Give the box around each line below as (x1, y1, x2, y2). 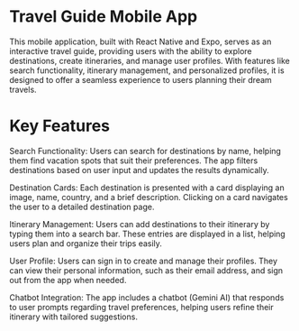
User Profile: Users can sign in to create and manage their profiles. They (9, 255, 277, 266)
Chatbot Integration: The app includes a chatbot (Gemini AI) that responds (9, 291, 285, 303)
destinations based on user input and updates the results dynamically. (9, 164, 269, 175)
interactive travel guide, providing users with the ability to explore (9, 45, 252, 56)
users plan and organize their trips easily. (9, 237, 162, 249)
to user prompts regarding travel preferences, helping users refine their (9, 301, 274, 312)
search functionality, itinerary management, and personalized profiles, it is (9, 65, 285, 76)
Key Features (9, 115, 111, 136)
